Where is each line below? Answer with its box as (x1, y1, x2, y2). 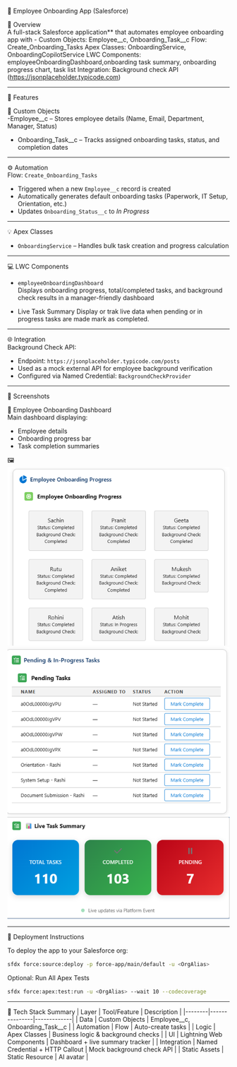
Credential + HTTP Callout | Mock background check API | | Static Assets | (7, 1045, 224, 1054)
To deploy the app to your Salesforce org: (7, 946, 128, 955)
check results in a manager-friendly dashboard (17, 294, 154, 302)
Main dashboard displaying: (7, 413, 88, 422)
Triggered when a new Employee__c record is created (17, 184, 171, 193)
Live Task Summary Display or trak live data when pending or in (17, 307, 203, 316)
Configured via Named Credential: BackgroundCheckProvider (17, 371, 192, 380)
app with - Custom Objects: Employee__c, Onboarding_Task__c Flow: (7, 35, 207, 44)
